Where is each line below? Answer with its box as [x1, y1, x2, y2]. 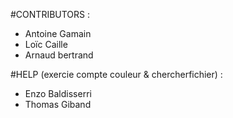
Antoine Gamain [24, 28, 92, 39]
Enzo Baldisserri [24, 88, 92, 99]
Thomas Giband [24, 99, 92, 110]
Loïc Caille [24, 39, 68, 50]
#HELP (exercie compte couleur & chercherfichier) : [10, 69, 223, 80]
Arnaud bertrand [24, 49, 94, 61]
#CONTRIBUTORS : [10, 9, 91, 20]
